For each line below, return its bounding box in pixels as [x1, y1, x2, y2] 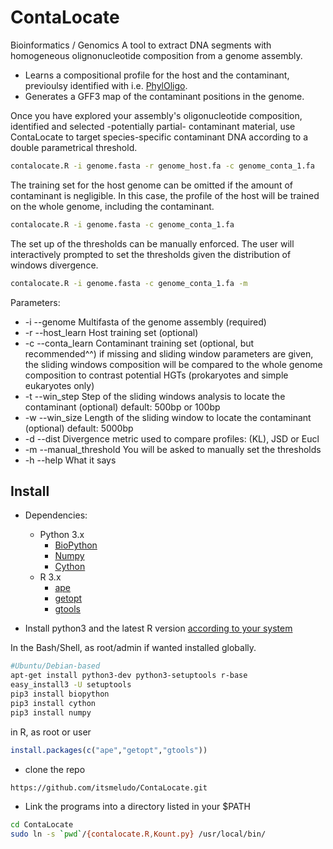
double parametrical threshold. [10, 141, 138, 153]
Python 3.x [39, 529, 85, 541]
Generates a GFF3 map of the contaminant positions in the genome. [24, 90, 305, 102]
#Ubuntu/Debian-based [10, 661, 101, 671]
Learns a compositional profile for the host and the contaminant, [24, 69, 290, 81]
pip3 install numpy [10, 707, 92, 718]
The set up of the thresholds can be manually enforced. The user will [10, 237, 295, 250]
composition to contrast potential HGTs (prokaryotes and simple [24, 369, 289, 381]
